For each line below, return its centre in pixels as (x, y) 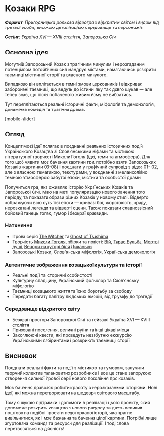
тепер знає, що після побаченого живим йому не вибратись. (69, 94)
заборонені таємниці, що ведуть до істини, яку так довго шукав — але (79, 89)
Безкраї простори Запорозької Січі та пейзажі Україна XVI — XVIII (81, 320)
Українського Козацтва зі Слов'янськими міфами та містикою (70, 151)
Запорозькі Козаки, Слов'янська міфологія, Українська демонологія (83, 252)
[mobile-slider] (20, 119)
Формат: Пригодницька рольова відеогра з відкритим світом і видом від (82, 22)
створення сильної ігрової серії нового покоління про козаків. (70, 378)
